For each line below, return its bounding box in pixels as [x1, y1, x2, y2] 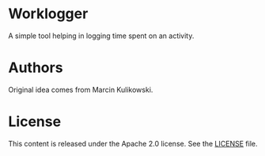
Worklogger [8, 5, 89, 23]
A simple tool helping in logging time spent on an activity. [8, 31, 195, 40]
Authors [8, 59, 63, 77]
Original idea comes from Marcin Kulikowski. [8, 85, 153, 94]
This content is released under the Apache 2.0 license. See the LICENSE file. [8, 139, 258, 148]
